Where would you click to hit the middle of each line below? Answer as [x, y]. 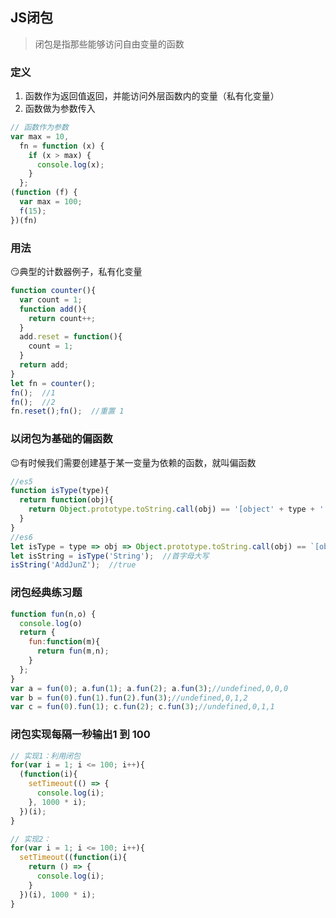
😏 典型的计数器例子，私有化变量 [76, 272]
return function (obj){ [66, 500]
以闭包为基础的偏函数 [61, 439]
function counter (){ [53, 291]
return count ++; [62, 318]
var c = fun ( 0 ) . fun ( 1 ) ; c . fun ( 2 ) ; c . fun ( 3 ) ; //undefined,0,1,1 [142, 707]
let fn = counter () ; [53, 383]
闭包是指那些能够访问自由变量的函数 [109, 44]
